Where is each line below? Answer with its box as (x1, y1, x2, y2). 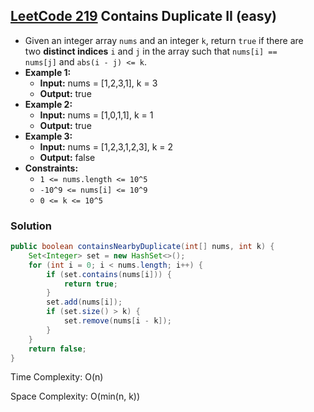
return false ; (28, 344, 87, 354)
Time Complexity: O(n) (10, 371, 104, 383)
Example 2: (24, 98, 73, 110)
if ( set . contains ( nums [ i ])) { (46, 269, 172, 279)
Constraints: (24, 162, 79, 174)
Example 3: (24, 130, 73, 142)
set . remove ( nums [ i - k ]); (63, 316, 172, 326)
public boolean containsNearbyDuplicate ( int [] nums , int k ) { (10, 242, 275, 252)
